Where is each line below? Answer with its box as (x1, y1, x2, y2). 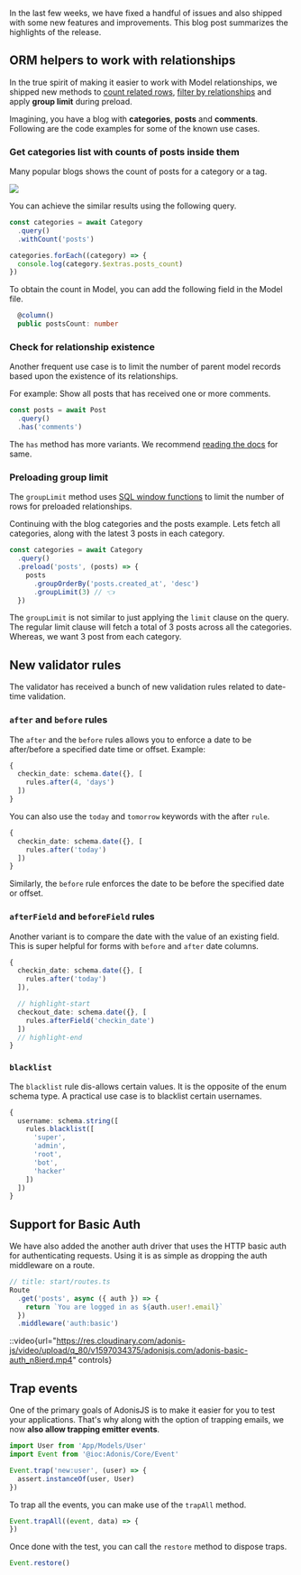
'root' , (32, 1150, 63, 1159)
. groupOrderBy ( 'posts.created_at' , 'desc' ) (32, 579, 200, 588)
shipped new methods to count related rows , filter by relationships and (9, 86, 272, 97)
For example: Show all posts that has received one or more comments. (9, 388, 271, 400)
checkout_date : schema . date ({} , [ (17, 1008, 147, 1017)
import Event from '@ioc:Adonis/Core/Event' (9, 1450, 179, 1460)
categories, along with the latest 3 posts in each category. (9, 528, 225, 539)
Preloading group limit (9, 471, 109, 484)
